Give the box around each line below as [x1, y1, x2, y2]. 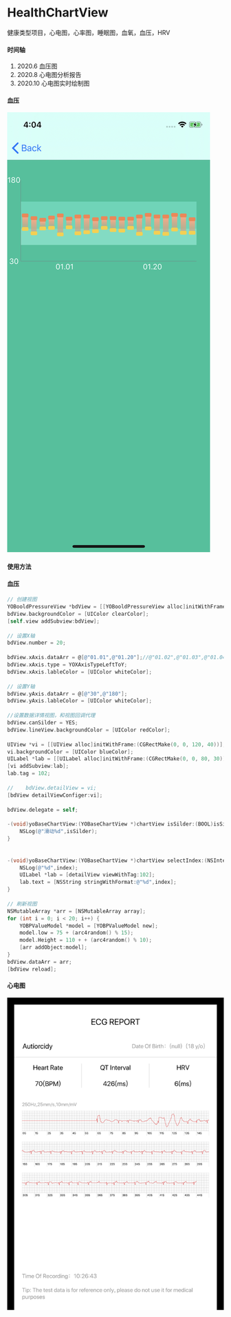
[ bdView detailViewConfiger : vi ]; [7, 792, 103, 799]
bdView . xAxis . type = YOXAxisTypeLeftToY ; [7, 661, 128, 668]
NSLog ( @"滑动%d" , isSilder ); [19, 828, 98, 835]
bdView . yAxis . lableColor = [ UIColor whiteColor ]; [7, 698, 153, 705]
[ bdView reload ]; [7, 966, 57, 973]
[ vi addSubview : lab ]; [7, 763, 69, 770]
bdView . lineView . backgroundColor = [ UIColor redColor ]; [7, 727, 170, 733]
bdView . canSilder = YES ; [7, 720, 78, 727]
